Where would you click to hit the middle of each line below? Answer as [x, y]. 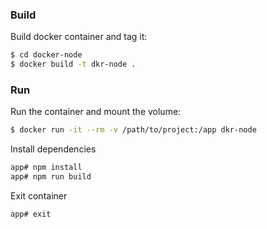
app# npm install [46, 168]
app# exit [31, 214]
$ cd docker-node [46, 55]
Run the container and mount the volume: [96, 112]
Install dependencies [53, 149]
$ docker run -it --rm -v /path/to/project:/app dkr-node [133, 130]
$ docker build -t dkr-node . [73, 64]
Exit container [39, 195]
